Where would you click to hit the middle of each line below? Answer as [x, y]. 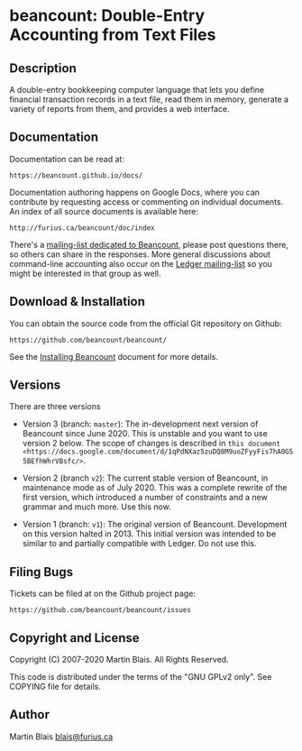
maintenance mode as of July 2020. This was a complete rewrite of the [155, 488]
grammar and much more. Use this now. [96, 507]
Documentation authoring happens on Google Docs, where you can [134, 192]
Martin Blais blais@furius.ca [61, 737]
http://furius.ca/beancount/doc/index [82, 228]
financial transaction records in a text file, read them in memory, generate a [149, 99]
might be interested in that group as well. [85, 273]
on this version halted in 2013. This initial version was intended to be [149, 534]
